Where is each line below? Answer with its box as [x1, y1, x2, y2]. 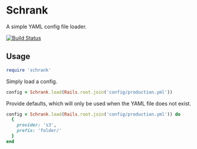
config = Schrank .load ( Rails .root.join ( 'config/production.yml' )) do [6, 111, 181, 117]
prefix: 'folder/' [17, 128, 62, 134]
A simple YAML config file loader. [6, 23, 87, 30]
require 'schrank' [6, 67, 51, 73]
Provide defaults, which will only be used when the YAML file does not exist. [6, 100, 192, 107]
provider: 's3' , [17, 122, 57, 128]
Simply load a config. [6, 78, 58, 85]
